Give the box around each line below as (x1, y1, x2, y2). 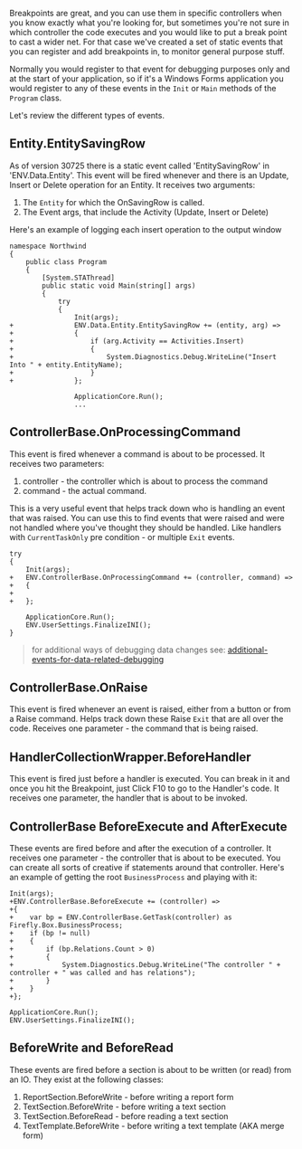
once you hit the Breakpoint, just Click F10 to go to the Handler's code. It (9, 783, 279, 794)
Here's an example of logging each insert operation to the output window (9, 223, 282, 234)
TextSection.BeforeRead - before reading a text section (22, 1110, 229, 1121)
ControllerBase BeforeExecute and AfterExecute (9, 819, 288, 834)
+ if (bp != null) (9, 929, 91, 938)
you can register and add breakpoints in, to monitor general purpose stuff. (9, 46, 285, 57)
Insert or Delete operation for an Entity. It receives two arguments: (9, 179, 256, 190)
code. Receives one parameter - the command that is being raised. (9, 723, 259, 734)
